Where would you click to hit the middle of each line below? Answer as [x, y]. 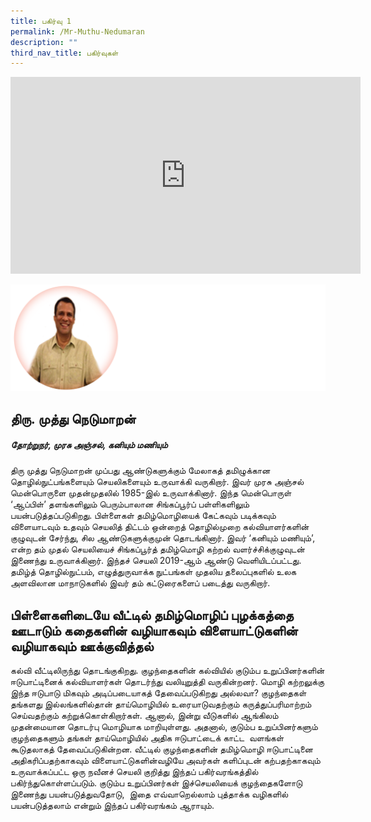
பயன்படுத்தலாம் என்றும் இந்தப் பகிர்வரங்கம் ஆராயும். [112, 806]
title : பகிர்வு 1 [41, 21]
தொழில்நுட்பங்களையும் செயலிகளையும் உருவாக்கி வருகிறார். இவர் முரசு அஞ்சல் [157, 482]
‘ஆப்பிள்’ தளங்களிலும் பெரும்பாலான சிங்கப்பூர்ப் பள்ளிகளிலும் [130, 504]
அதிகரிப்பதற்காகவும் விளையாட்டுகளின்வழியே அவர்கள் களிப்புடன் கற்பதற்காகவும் [165, 761]
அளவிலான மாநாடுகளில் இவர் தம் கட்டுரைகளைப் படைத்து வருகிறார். [140, 583]
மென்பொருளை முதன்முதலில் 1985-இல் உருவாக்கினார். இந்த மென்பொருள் [151, 493]
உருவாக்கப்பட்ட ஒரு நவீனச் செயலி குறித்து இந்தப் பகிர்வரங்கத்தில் [134, 772]
